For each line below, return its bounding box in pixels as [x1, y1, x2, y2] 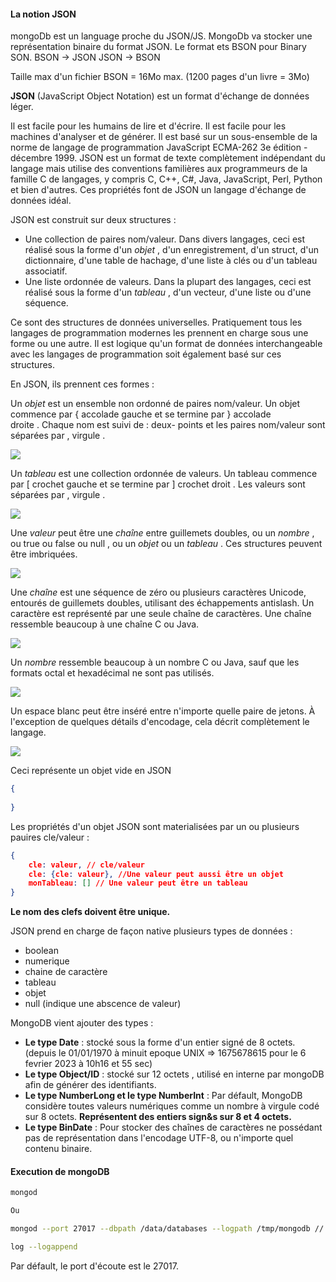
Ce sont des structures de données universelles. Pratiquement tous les [10, 316, 303, 329]
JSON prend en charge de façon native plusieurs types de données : [10, 925, 293, 937]
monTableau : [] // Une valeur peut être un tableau [28, 878, 248, 889]
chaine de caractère [24, 966, 108, 978]
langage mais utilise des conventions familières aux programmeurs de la [10, 163, 308, 175]
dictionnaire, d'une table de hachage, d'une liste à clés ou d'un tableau [24, 255, 318, 267]
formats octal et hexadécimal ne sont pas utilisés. [10, 667, 215, 679]
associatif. [24, 265, 68, 277]
